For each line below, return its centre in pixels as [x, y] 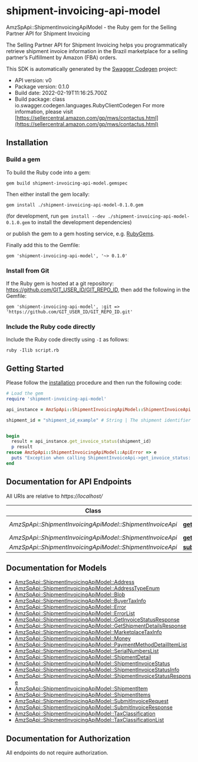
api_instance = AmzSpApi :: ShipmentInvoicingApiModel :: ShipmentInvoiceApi [99, 409]
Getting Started [35, 368]
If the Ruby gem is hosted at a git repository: [60, 283]
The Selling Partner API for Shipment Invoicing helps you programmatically [97, 45]
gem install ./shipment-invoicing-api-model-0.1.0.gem [75, 205]
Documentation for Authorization [68, 738]
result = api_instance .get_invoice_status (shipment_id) [81, 441]
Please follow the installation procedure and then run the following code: [94, 383]
